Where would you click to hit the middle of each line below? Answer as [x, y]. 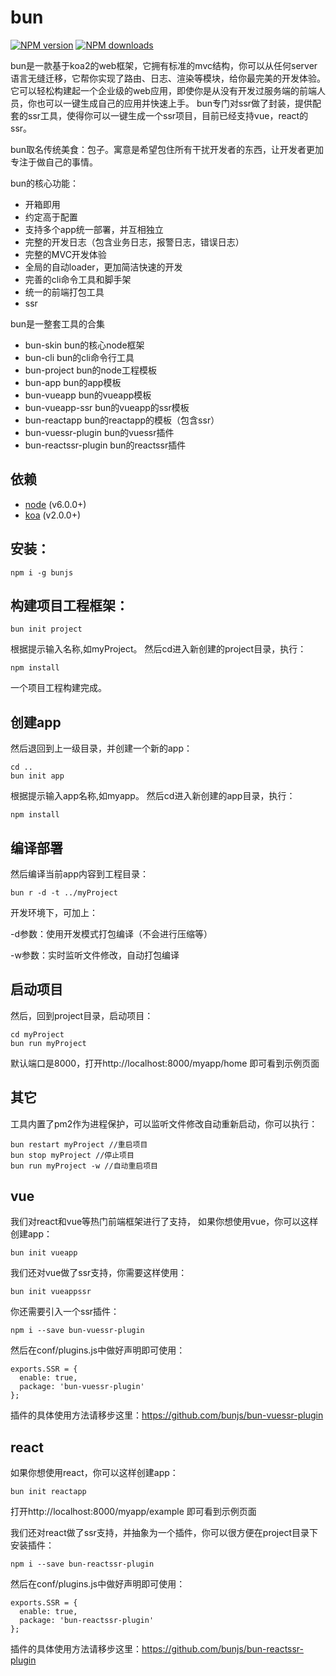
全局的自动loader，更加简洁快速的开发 [103, 267]
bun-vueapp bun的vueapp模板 [88, 395]
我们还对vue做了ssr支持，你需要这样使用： [99, 1273]
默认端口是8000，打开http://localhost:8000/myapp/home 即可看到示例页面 [165, 1063]
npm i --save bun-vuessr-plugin [77, 1331]
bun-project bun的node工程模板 [90, 370]
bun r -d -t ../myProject [64, 893]
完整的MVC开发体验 [65, 254]
